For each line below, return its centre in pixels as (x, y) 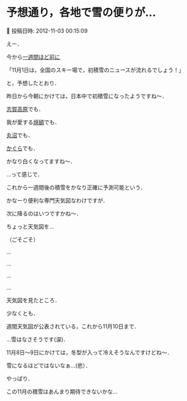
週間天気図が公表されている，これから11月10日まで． (73, 326)
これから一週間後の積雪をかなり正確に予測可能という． (76, 187)
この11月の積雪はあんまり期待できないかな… (62, 391)
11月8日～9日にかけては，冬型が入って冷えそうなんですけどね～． (90, 352)
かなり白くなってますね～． (41, 161)
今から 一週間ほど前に (33, 56)
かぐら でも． (22, 148)
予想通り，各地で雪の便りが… (81, 13)
